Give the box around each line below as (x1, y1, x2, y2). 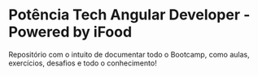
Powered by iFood (8, 23, 133, 41)
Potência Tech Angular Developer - (8, 6, 251, 24)
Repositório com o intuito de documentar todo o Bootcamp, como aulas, (8, 49, 250, 59)
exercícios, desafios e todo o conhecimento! (8, 58, 157, 68)
